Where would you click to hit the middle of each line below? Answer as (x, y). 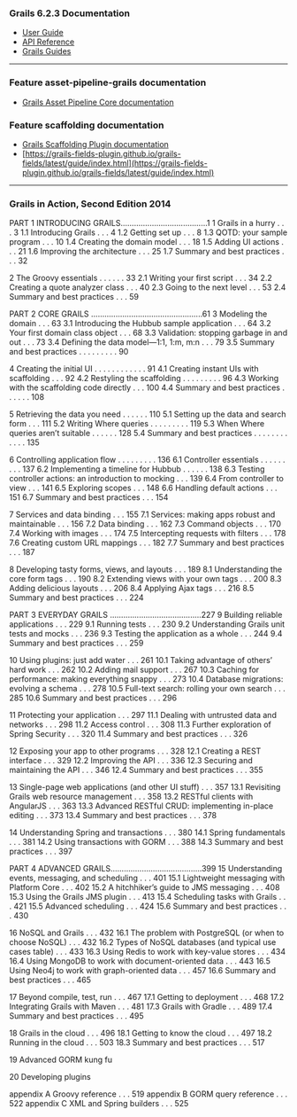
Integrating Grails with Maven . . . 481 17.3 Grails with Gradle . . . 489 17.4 (141, 1007)
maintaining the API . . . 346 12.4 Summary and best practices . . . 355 (136, 770)
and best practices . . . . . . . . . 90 (69, 352)
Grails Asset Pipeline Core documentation (98, 102)
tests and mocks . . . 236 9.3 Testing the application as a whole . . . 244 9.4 (146, 634)
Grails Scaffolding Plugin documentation (95, 144)
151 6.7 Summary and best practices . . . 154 (89, 497)
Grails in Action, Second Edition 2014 (90, 204)
